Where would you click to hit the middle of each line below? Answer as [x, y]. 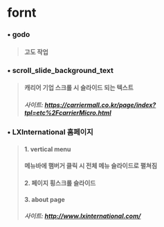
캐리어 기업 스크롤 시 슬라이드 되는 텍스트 [79, 87]
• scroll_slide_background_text [61, 70]
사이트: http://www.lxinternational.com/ [82, 216]
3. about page [45, 199]
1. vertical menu [47, 149]
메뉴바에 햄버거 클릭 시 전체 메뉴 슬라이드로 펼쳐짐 [91, 166]
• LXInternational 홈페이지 [50, 132]
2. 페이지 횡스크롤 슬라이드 [60, 183]
